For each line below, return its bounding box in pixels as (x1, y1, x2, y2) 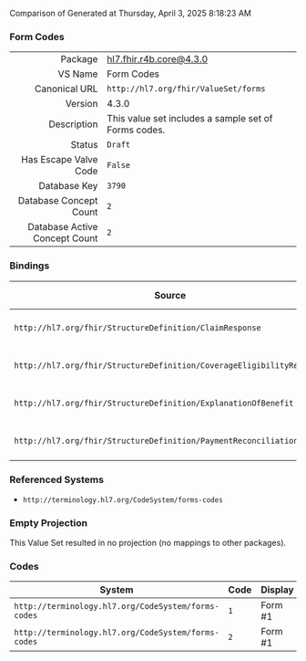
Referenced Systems (9, 473, 105, 486)
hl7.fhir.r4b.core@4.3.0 (107, 53, 209, 66)
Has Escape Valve (21, 153, 98, 166)
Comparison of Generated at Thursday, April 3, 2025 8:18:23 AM (9, 8, 252, 18)
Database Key (38, 180, 98, 193)
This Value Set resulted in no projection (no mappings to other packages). (9, 538, 287, 549)
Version (65, 98, 98, 110)
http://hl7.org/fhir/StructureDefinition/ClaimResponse (14, 322, 261, 332)
